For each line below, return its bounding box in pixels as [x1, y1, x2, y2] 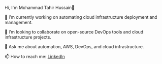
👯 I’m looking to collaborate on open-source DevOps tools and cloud [4, 29, 144, 34]
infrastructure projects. [4, 34, 51, 40]
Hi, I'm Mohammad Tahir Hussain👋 [4, 5, 75, 10]
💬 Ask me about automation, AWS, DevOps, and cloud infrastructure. [4, 44, 144, 49]
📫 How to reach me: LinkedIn [4, 54, 65, 59]
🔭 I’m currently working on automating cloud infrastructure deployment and [4, 14, 158, 20]
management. [4, 20, 33, 25]
